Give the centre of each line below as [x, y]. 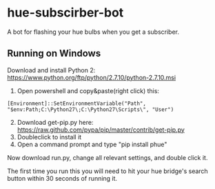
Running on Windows [54, 53]
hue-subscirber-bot [65, 13]
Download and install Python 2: [51, 70]
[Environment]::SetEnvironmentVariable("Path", [77, 103]
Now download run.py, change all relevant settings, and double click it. [107, 157]
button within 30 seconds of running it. [62, 178]
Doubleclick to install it [49, 137]
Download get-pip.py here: [55, 122]
